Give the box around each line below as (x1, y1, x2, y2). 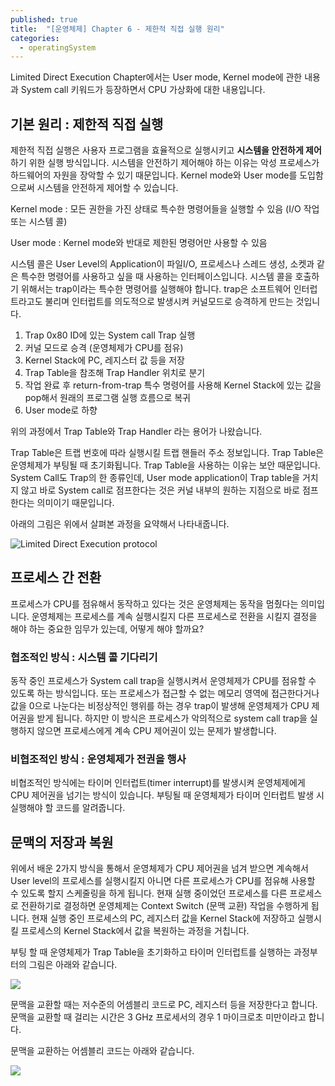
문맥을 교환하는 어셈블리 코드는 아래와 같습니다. (10, 1045, 195, 1057)
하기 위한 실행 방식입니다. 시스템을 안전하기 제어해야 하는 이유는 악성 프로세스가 (10, 157, 320, 169)
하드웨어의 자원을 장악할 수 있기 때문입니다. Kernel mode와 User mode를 (10, 169, 298, 181)
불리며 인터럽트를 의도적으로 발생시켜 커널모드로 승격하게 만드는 (44, 296, 294, 308)
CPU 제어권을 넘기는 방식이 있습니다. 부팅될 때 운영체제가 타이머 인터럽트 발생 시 (10, 789, 325, 801)
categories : (10, 33, 60, 43)
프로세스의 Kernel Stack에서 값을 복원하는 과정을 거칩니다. (20, 925, 250, 937)
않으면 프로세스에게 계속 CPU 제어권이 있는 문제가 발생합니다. (36, 725, 277, 737)
